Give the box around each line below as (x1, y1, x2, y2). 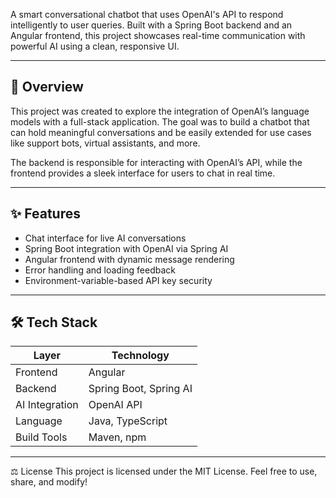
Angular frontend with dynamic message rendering (24, 253, 235, 265)
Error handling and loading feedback (24, 264, 177, 276)
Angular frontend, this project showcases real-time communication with (10, 30, 306, 41)
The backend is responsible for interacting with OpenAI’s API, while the (10, 156, 303, 168)
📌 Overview (10, 79, 84, 96)
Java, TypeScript (88, 414, 168, 428)
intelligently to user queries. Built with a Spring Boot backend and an (10, 19, 293, 31)
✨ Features (10, 205, 81, 223)
